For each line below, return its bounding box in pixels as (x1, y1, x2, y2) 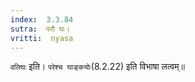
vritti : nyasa (10, 33, 74, 43)
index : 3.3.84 (10, 14, 74, 25)
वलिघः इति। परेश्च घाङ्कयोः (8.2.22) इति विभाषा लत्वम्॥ (10, 61, 185, 73)
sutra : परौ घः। (10, 24, 71, 34)
